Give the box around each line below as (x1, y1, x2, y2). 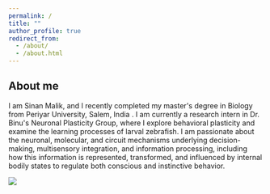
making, (8, 143, 36, 154)
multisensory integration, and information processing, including (36, 143, 248, 154)
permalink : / (8, 11, 53, 20)
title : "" (8, 19, 42, 27)
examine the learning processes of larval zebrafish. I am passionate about (8, 126, 255, 136)
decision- (209, 135, 241, 145)
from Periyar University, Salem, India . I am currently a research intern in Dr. (8, 109, 260, 119)
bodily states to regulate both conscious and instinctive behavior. (8, 161, 226, 171)
